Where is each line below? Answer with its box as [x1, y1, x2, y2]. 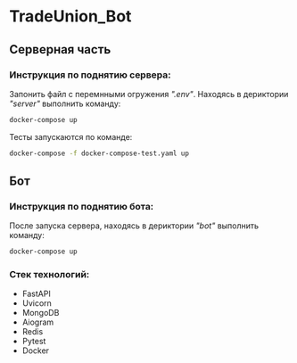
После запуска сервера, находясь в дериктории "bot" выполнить [9, 220, 260, 231]
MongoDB [21, 308, 60, 318]
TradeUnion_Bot [9, 6, 132, 27]
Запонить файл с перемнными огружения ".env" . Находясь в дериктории [9, 88, 289, 99]
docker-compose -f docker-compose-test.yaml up [9, 149, 190, 158]
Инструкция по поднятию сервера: [9, 69, 171, 81]
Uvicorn [21, 298, 52, 309]
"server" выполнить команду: [9, 98, 121, 109]
